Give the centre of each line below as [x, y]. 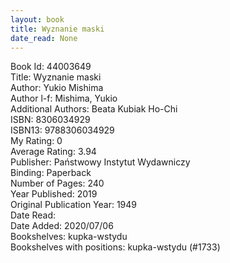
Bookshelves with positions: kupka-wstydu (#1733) [115, 247]
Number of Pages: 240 [57, 183]
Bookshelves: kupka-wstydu [69, 237]
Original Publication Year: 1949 [74, 205]
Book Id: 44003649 [51, 67]
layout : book [37, 19]
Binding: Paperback [51, 173]
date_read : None [44, 38]
